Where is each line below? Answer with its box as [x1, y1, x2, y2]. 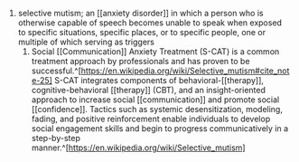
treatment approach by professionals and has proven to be [31, 56, 250, 66]
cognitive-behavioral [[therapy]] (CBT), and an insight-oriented [31, 85, 266, 95]
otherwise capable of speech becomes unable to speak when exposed [17, 17, 283, 28]
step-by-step [31, 133, 81, 143]
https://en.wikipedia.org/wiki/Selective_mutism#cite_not [80, 65, 290, 76]
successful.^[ [31, 65, 81, 76]
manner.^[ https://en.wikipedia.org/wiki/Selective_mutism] [31, 142, 246, 153]
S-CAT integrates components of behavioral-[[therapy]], [53, 75, 265, 85]
